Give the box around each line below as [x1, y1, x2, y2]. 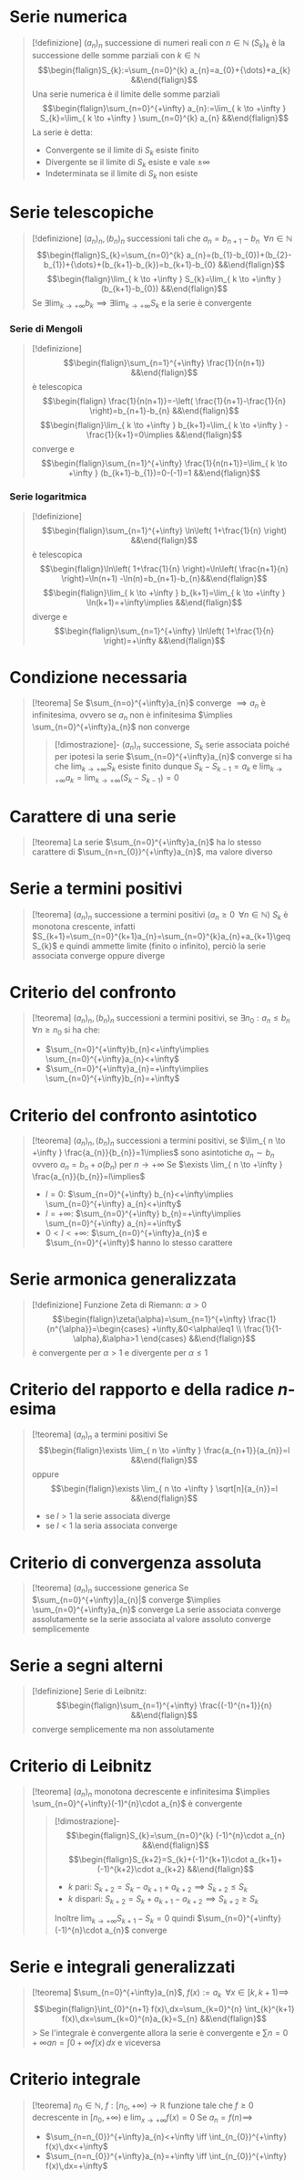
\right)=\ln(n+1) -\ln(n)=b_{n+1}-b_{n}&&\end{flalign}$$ [60, 573, 268, 584]
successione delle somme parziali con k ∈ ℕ [31, 49, 200, 60]
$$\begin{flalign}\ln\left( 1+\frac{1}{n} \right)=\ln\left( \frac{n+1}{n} [39, 563, 289, 574]
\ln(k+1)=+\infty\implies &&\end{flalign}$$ [86, 597, 243, 608]
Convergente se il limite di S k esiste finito [45, 144, 199, 157]
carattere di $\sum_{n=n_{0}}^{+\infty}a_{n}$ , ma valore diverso [31, 846, 273, 857]
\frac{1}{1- [243, 1323, 282, 1334]
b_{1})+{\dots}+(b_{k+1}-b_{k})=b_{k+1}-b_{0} [44, 258, 217, 270]
